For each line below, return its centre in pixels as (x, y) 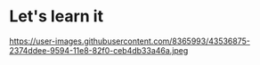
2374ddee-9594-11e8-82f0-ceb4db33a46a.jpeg (99, 50)
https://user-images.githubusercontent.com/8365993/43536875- (130, 41)
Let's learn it (57, 16)
